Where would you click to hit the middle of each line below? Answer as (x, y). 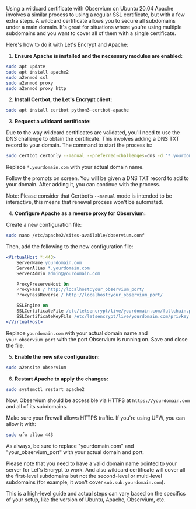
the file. (15, 345)
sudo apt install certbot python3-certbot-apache (68, 110)
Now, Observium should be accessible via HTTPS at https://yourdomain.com (98, 400)
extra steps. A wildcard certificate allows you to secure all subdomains (91, 21)
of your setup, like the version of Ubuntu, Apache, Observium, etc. (86, 500)
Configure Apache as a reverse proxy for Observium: (80, 213)
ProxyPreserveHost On (43, 284)
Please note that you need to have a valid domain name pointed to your (92, 463)
